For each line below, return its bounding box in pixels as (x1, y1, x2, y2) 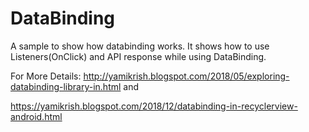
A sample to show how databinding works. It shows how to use (10, 40, 270, 52)
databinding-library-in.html (10, 80, 122, 92)
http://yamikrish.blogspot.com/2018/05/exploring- (83, 70, 290, 82)
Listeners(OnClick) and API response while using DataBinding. (10, 50, 267, 62)
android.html (10, 110, 63, 122)
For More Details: (10, 70, 82, 82)
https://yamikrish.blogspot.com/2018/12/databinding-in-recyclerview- (10, 100, 298, 112)
